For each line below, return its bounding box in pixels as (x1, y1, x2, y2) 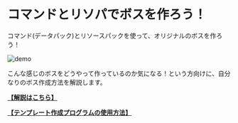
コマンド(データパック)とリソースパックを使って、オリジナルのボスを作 (7, 31, 217, 40)
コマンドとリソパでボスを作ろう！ (7, 6, 207, 23)
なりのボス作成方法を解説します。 (7, 77, 107, 86)
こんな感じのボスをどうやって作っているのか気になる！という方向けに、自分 (7, 69, 231, 77)
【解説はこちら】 (7, 93, 58, 102)
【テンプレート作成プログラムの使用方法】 (7, 108, 132, 117)
